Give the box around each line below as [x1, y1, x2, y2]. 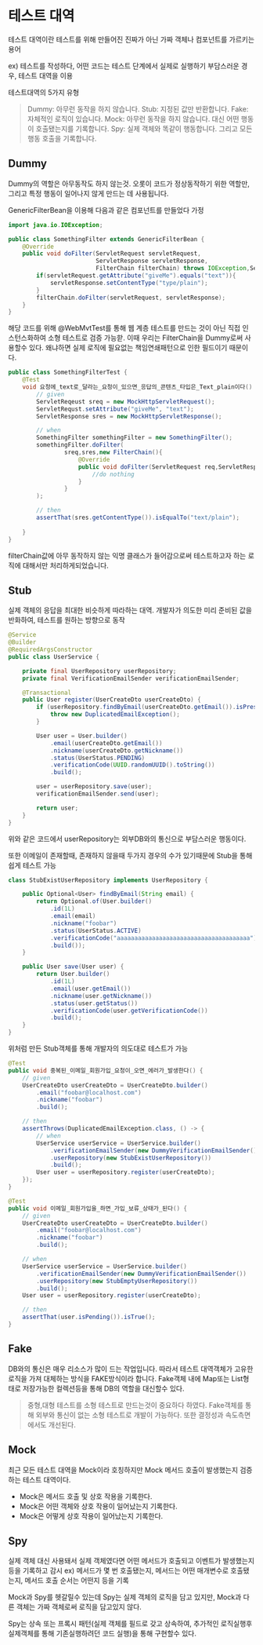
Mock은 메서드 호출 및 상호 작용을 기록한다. [19, 1491, 153, 1501]
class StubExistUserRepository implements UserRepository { [8, 876, 209, 884]
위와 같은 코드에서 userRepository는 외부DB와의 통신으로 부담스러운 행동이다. [8, 834, 247, 843]
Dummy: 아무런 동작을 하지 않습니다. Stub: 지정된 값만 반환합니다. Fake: [27, 104, 249, 114]
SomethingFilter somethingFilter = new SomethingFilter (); [36, 433, 233, 442]
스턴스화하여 [8, 333, 47, 342]
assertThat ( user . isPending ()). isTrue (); [22, 1313, 156, 1321]
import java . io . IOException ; [8, 221, 103, 228]
